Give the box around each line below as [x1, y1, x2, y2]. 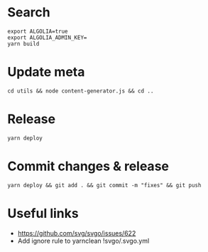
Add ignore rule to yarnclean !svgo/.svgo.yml [17, 236, 150, 245]
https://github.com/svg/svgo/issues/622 [17, 229, 136, 237]
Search [7, 4, 51, 21]
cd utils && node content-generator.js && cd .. [7, 87, 154, 95]
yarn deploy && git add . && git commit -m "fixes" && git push [7, 182, 202, 189]
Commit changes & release [7, 158, 169, 174]
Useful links [7, 205, 80, 221]
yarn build [7, 40, 40, 47]
